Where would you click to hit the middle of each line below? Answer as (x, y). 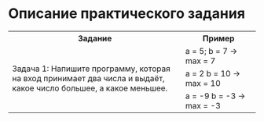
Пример (219, 38)
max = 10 (203, 83)
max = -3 (203, 105)
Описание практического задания (127, 14)
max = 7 (200, 61)
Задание (95, 38)
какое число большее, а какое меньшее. (90, 88)
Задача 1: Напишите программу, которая (91, 69)
